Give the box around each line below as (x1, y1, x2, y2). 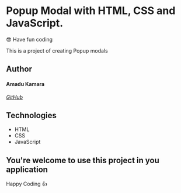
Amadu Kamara (6, 80, 45, 87)
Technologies (6, 110, 57, 120)
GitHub (6, 94, 23, 101)
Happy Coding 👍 (6, 180, 48, 188)
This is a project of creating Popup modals (6, 47, 108, 54)
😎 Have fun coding (6, 36, 53, 43)
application (6, 164, 48, 174)
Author (6, 64, 32, 74)
